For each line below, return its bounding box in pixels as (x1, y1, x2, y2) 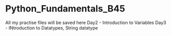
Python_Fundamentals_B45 (5, 3, 126, 14)
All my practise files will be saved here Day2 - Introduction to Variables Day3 (5, 19, 166, 25)
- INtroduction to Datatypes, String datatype (5, 24, 98, 30)
